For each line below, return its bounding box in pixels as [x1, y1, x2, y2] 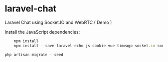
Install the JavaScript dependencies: [5, 29, 80, 35]
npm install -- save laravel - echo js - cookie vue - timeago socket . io [14, 43, 155, 48]
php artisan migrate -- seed [5, 52, 64, 57]
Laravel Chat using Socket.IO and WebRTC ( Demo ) [5, 19, 112, 25]
